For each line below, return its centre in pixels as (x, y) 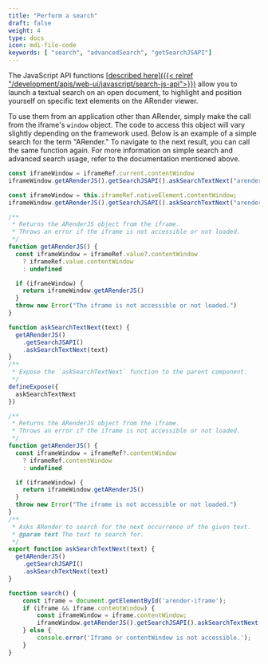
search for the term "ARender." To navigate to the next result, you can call (129, 142)
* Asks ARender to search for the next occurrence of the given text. (131, 527)
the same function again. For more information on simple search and (121, 150)
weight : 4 (25, 30)
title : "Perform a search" (53, 16)
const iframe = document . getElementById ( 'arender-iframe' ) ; (124, 601)
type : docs (26, 38)
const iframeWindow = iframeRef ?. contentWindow (96, 453)
